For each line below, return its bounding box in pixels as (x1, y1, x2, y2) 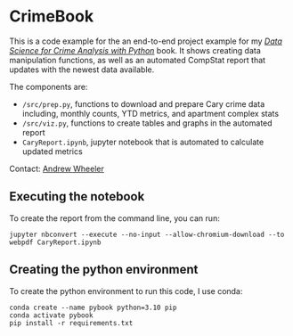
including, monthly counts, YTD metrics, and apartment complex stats (21, 108, 279, 119)
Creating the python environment (9, 262, 199, 277)
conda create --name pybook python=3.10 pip (9, 303, 177, 312)
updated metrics (21, 145, 83, 157)
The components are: (9, 81, 88, 92)
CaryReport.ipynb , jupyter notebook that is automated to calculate (21, 136, 265, 147)
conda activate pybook (9, 310, 94, 320)
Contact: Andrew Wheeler (9, 163, 105, 174)
